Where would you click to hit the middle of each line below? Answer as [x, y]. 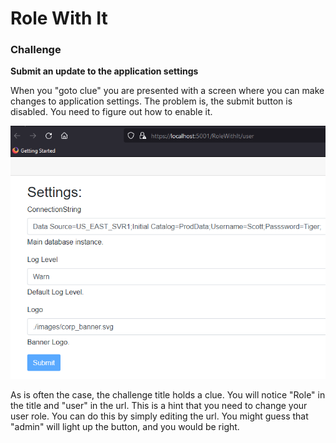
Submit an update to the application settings [104, 71]
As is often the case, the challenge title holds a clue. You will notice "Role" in [168, 395]
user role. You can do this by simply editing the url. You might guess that [159, 416]
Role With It [59, 18]
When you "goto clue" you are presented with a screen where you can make [167, 91]
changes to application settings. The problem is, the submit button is [151, 101]
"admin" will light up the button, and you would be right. [125, 427]
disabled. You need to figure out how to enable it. [111, 112]
